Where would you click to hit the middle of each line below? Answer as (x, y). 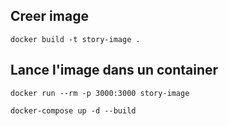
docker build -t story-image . (75, 39)
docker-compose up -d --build (73, 110)
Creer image (49, 16)
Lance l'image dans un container (114, 70)
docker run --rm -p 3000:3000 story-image (100, 93)
